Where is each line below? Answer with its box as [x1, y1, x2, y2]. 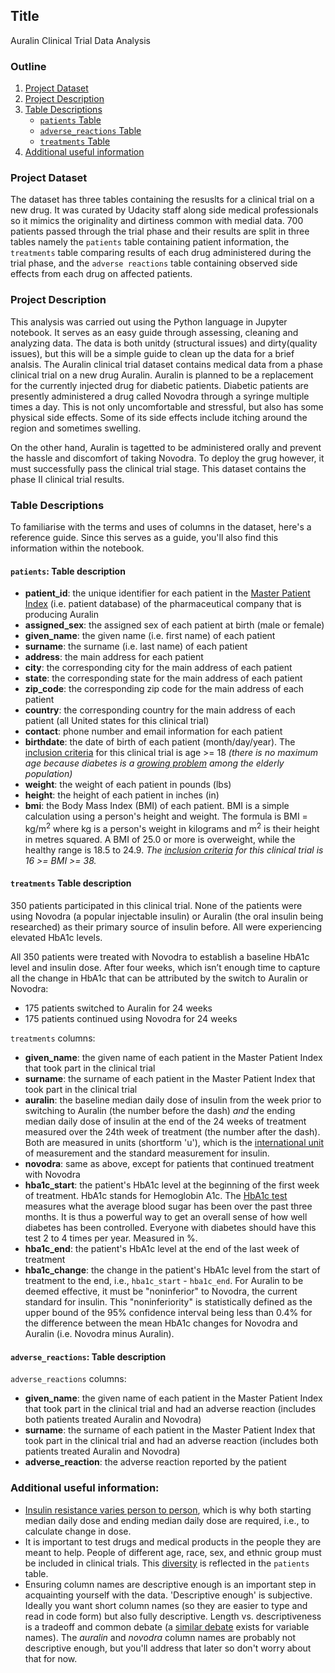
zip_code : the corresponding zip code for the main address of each [24, 683, 305, 695]
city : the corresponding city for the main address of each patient [24, 662, 293, 674]
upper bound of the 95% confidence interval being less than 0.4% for [24, 1307, 313, 1319]
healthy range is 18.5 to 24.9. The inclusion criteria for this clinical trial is [24, 844, 324, 856]
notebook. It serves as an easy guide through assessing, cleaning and [10, 326, 299, 338]
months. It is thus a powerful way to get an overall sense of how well [24, 1211, 308, 1223]
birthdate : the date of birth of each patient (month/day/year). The [24, 736, 296, 748]
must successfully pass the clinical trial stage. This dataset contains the [10, 462, 307, 474]
